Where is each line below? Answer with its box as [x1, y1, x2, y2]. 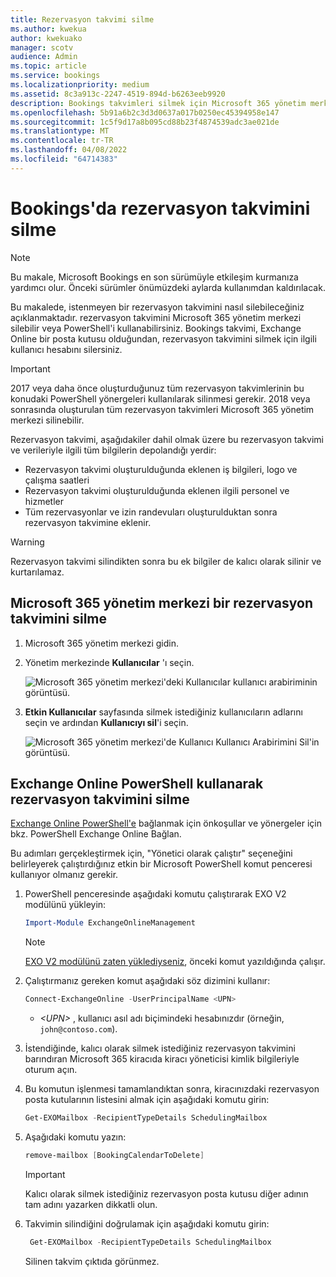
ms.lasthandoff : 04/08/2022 [10, 145, 128, 155]
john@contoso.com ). [39, 1023, 118, 1035]
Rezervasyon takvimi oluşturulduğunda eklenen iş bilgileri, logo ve [24, 463, 298, 475]
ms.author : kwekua [10, 24, 87, 34]
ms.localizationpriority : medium [10, 80, 150, 90]
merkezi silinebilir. [10, 414, 85, 426]
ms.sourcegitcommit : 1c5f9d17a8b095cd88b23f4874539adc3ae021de [10, 117, 280, 127]
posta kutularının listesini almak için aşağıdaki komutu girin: [24, 1094, 270, 1106]
